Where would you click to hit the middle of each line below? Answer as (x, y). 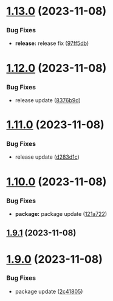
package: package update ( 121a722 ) (61, 213)
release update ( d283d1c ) (47, 157)
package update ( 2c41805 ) (49, 291)
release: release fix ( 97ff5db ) (52, 43)
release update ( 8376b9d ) (48, 100)
